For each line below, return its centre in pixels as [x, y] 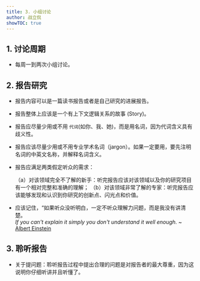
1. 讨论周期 [26, 49]
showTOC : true [24, 23]
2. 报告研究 [27, 85]
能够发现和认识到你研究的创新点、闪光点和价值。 [81, 195]
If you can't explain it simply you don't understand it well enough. [96, 222]
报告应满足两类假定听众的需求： [54, 167]
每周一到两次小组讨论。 [44, 64]
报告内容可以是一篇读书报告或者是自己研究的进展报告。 [83, 101]
